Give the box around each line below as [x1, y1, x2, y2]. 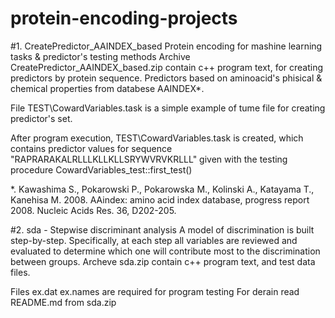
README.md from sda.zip [10, 296, 117, 308]
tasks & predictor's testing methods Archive [10, 50, 191, 62]
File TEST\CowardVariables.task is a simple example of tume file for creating [10, 102, 326, 114]
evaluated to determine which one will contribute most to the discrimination [10, 245, 321, 257]
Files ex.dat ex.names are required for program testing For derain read [10, 285, 300, 297]
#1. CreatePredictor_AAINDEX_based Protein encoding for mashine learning [10, 40, 323, 52]
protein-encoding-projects [10, 7, 238, 30]
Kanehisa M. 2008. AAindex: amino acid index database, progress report [10, 193, 310, 206]
